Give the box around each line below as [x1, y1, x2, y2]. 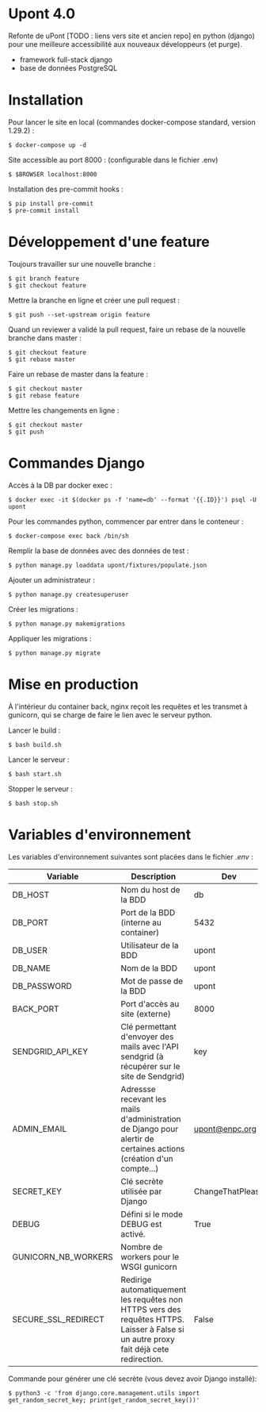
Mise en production [8, 675, 139, 693]
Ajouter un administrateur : [8, 575, 95, 584]
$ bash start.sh [8, 770, 62, 778]
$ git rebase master [8, 355, 77, 364]
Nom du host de [120, 884, 180, 895]
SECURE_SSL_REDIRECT [12, 1314, 104, 1325]
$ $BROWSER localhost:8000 [8, 170, 97, 179]
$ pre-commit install [8, 206, 80, 214]
